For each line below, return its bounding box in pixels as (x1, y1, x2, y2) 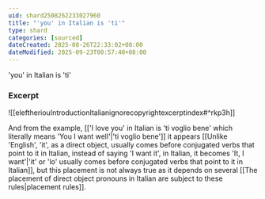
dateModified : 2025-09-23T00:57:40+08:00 (8, 48, 147, 56)
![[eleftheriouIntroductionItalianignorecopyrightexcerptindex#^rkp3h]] (8, 108, 236, 117)
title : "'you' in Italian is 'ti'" (8, 19, 126, 27)
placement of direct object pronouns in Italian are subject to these (8, 174, 223, 183)
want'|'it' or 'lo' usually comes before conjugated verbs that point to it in (8, 157, 244, 166)
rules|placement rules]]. (8, 182, 87, 192)
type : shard (8, 26, 47, 34)
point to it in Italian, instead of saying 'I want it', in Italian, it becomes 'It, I (8, 148, 244, 159)
